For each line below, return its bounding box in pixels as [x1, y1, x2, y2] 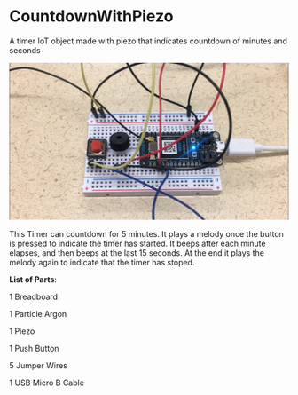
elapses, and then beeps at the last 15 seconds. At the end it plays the [9, 247, 264, 258]
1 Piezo [9, 326, 35, 336]
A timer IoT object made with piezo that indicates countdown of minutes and [9, 36, 288, 46]
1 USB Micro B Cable [9, 377, 84, 388]
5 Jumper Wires [9, 359, 68, 370]
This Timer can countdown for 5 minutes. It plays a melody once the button [9, 228, 284, 239]
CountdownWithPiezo [9, 6, 174, 27]
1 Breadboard [9, 291, 59, 302]
